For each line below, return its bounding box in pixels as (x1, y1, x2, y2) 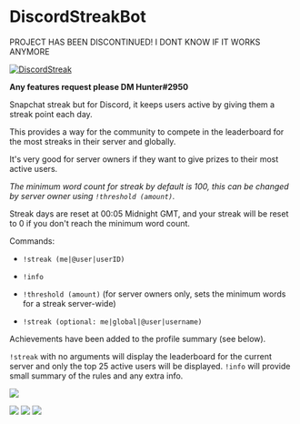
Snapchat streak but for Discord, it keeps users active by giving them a (9, 98, 275, 110)
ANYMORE (9, 45, 50, 56)
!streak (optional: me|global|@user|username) (22, 317, 203, 327)
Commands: (9, 235, 55, 247)
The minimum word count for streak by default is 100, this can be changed (9, 180, 289, 192)
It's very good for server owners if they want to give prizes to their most (9, 153, 279, 165)
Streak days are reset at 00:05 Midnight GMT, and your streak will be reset (9, 207, 289, 219)
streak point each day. (9, 108, 93, 119)
